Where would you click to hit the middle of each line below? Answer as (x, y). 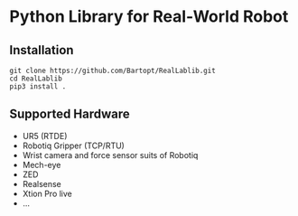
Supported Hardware (70, 114)
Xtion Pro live (47, 193)
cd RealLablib (36, 79)
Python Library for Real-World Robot (149, 17)
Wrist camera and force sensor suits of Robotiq (110, 155)
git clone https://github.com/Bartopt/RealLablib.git (113, 70)
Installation (42, 50)
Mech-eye (42, 164)
